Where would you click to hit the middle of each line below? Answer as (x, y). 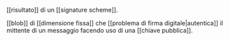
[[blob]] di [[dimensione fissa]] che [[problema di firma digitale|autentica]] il (115, 23)
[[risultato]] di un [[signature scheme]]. (63, 10)
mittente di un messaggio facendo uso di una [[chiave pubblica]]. (100, 30)
